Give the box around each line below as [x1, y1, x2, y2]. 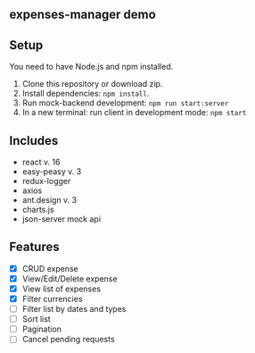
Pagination [21, 324, 62, 334]
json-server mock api [21, 214, 101, 224]
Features [9, 240, 60, 255]
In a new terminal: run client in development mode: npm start [21, 107, 247, 118]
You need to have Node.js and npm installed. [9, 62, 174, 72]
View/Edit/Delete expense [21, 273, 118, 284]
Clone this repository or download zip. [21, 79, 163, 89]
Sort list [21, 314, 51, 324]
